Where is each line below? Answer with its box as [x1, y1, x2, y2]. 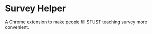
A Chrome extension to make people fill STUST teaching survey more [5, 19, 148, 25]
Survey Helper [5, 3, 66, 14]
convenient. [5, 24, 29, 30]
